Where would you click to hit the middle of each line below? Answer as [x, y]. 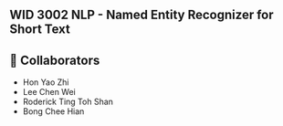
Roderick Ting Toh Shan [68, 102]
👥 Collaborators [55, 60]
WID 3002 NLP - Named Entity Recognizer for [141, 15]
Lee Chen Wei [49, 92]
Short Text [40, 30]
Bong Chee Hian [53, 111]
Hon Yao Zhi [46, 82]
